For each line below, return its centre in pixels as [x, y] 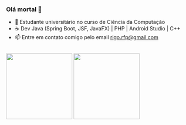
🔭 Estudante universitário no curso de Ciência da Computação [90, 22]
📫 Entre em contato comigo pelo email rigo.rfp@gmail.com [86, 37]
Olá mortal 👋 [24, 9]
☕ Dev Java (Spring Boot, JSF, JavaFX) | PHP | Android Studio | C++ [97, 29]
